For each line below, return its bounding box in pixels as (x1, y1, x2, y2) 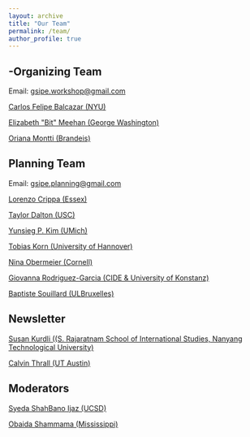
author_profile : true (8, 34, 82, 43)
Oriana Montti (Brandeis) (8, 133, 91, 143)
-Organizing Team (8, 64, 102, 78)
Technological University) (8, 342, 94, 352)
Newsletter (8, 312, 67, 326)
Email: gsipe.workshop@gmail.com (8, 86, 126, 96)
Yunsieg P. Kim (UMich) (8, 225, 88, 236)
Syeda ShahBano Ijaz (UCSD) (8, 403, 107, 413)
